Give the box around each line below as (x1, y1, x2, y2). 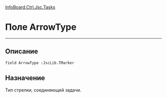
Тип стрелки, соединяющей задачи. (5, 87, 82, 93)
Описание (5, 47, 38, 56)
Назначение (5, 74, 45, 82)
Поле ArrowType (5, 22, 77, 33)
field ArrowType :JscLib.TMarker (5, 60, 75, 65)
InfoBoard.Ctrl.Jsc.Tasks (5, 4, 56, 10)
